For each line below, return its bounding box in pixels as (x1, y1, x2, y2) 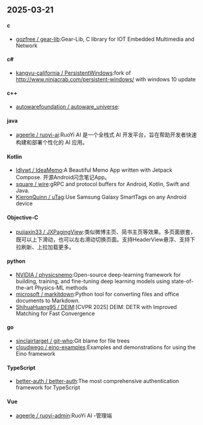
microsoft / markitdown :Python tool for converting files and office (15, 290, 179, 297)
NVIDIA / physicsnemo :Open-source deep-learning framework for (15, 271, 181, 278)
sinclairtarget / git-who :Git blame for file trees (15, 337, 130, 345)
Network (15, 42, 38, 49)
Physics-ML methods (35, 284, 88, 291)
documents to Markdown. (15, 297, 81, 304)
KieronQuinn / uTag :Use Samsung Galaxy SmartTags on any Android (15, 194, 187, 201)
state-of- (171, 277, 194, 285)
